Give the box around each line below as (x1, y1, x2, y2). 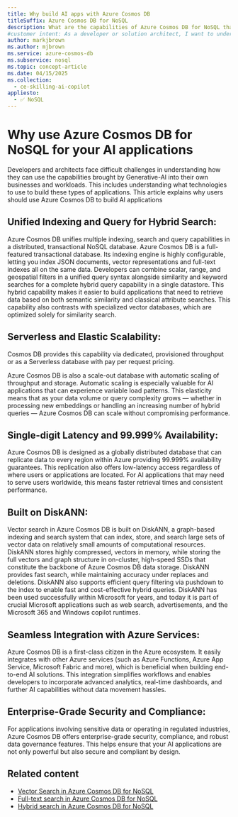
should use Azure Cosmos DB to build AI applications (7, 195, 163, 204)
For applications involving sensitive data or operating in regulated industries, (7, 725, 230, 733)
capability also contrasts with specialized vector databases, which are (7, 302, 212, 311)
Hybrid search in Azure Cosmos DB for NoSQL (17, 801, 154, 810)
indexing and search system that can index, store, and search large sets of (7, 533, 225, 542)
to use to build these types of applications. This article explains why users (7, 187, 224, 196)
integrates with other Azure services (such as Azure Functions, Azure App (7, 655, 224, 664)
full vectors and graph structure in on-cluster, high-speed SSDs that (7, 555, 206, 564)
